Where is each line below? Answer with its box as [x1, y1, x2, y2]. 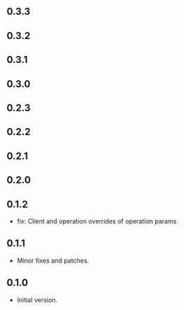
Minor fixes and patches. [16, 256, 90, 265]
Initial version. [16, 295, 58, 304]
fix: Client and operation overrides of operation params [16, 217, 177, 225]
